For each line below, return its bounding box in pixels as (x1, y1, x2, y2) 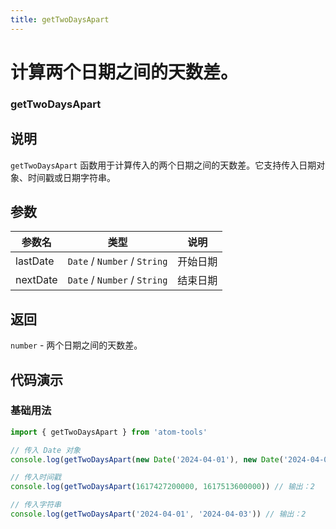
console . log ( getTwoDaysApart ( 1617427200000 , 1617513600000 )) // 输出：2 (10, 482, 315, 492)
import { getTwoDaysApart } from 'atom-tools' (10, 427, 208, 437)
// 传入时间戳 (10, 472, 62, 483)
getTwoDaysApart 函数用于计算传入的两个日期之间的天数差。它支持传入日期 (10, 159, 317, 171)
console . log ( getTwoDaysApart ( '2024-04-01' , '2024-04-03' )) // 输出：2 (10, 509, 307, 520)
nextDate (15, 273, 58, 287)
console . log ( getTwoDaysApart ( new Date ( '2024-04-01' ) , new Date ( (10, 454, 284, 465)
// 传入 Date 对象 (10, 445, 81, 455)
